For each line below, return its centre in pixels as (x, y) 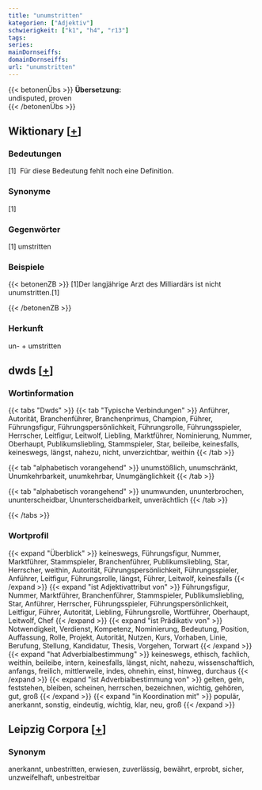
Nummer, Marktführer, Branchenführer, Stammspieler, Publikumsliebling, (126, 595)
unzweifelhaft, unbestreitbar (54, 777)
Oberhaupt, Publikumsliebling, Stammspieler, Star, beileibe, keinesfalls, (124, 444)
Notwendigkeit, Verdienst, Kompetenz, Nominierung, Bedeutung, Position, (129, 629)
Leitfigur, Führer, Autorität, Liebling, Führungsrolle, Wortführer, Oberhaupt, (129, 612)
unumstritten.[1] (34, 293)
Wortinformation (41, 393)
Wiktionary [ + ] (45, 131)
